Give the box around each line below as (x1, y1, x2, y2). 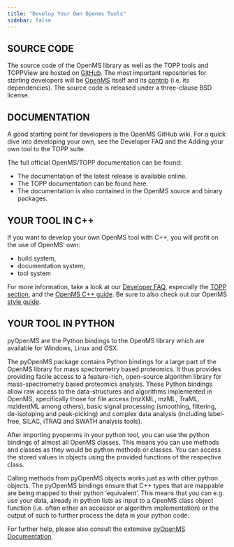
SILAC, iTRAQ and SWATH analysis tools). (22, 417, 142, 425)
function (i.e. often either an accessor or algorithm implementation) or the (7, 504, 219, 512)
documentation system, (17, 261, 86, 270)
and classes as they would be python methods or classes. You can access (7, 445, 221, 454)
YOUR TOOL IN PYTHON (7, 318, 115, 330)
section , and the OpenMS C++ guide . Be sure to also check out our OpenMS (7, 290, 227, 298)
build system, (17, 254, 57, 263)
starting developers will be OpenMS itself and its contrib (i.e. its (7, 76, 190, 85)
